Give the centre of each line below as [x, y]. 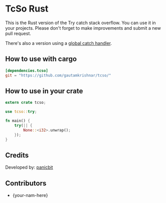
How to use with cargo [41, 59]
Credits [17, 155]
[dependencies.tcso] [27, 71]
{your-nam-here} [30, 195]
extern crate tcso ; [26, 103]
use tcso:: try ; [21, 112]
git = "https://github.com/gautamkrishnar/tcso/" [58, 75]
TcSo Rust [27, 9]
